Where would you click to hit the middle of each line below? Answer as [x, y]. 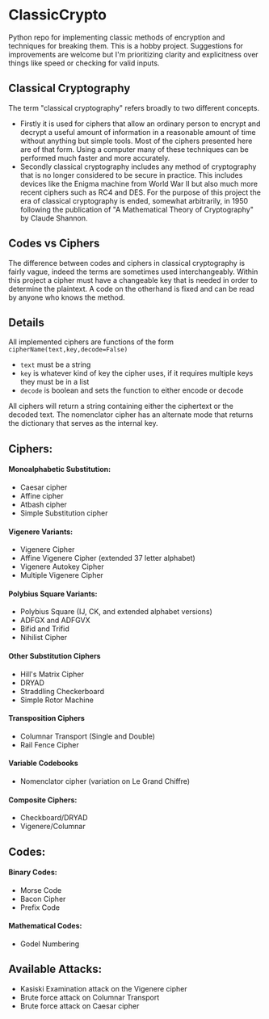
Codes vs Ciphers [54, 244]
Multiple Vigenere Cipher [61, 575]
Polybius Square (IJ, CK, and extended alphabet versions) [116, 612]
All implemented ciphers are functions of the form [91, 342]
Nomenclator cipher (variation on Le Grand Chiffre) [105, 781]
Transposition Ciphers [46, 718]
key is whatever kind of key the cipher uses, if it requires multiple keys [137, 373]
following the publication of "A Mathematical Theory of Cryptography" [137, 209]
